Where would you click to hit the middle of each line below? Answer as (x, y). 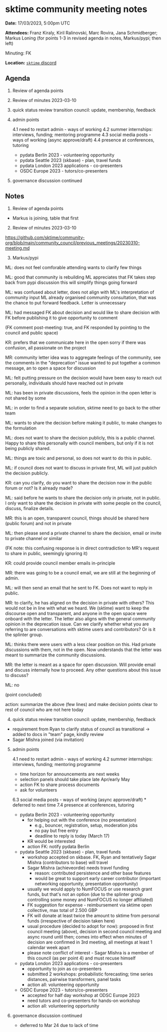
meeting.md (17, 248)
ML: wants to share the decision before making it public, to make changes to (83, 422)
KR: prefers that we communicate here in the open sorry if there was (76, 342)
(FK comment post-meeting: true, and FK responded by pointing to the (78, 327)
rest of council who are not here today (44, 709)
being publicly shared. (28, 448)
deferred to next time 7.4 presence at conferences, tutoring (73, 805)
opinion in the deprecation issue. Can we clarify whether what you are (77, 624)
